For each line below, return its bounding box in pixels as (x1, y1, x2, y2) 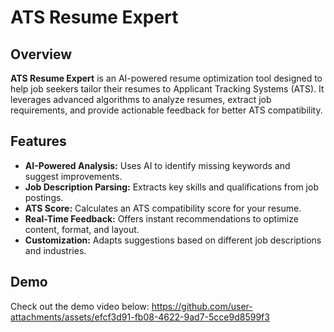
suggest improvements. (24, 170, 123, 182)
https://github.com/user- (151, 300, 253, 312)
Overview (10, 46, 73, 63)
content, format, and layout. (24, 223, 140, 235)
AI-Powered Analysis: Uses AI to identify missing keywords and (24, 159, 291, 171)
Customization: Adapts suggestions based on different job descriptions (24, 234, 322, 246)
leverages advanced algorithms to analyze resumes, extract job (10, 94, 272, 105)
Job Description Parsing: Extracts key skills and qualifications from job (24, 181, 319, 193)
